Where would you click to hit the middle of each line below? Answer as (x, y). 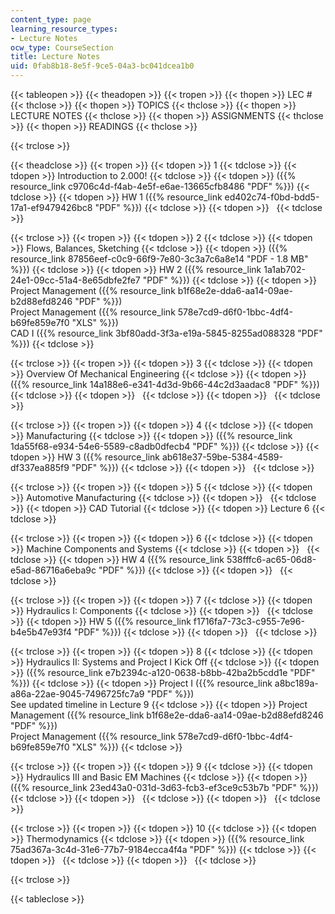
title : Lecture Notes (55, 57)
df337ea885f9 (40, 467)
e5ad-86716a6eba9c (53, 570)
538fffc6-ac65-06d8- (271, 559)
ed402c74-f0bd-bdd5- (272, 197)
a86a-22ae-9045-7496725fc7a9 (77, 694)
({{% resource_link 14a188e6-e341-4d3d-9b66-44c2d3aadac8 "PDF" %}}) (165, 384)
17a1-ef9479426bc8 (51, 207)
